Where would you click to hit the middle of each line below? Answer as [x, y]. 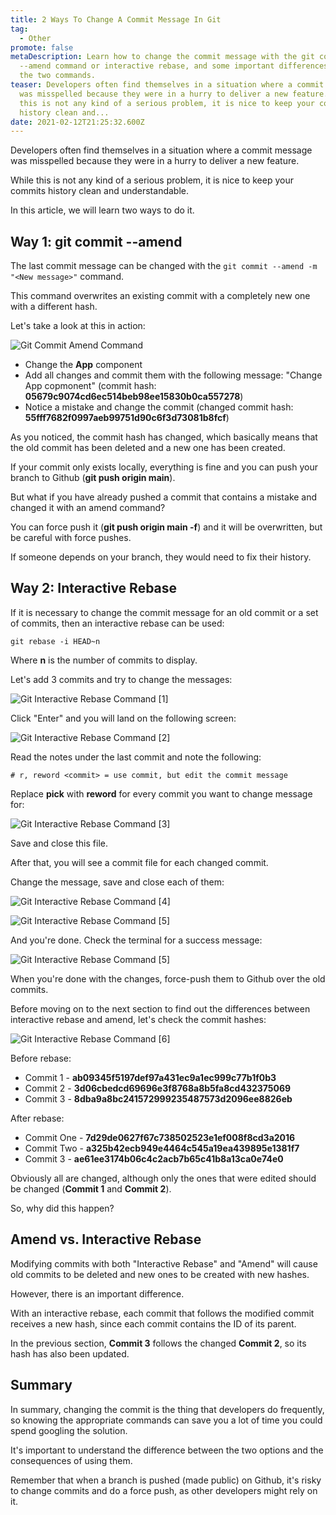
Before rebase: [41, 1058]
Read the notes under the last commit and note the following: [136, 757]
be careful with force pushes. [71, 538]
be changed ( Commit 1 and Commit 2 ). [91, 1188]
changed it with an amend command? [88, 508]
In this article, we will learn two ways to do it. [102, 210]
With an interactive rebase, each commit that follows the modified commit [162, 1313]
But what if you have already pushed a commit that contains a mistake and [164, 497]
